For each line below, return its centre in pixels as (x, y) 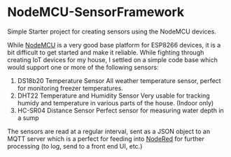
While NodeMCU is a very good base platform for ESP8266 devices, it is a (114, 45)
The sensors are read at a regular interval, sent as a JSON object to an (109, 131)
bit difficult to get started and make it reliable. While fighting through (106, 52)
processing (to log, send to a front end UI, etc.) (75, 146)
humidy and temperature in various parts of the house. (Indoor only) (115, 103)
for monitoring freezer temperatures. (70, 88)
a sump (28, 118)
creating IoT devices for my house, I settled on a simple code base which (113, 59)
